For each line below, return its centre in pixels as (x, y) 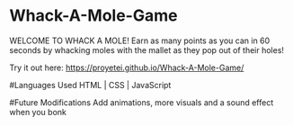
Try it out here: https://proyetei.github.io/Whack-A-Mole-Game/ (127, 67)
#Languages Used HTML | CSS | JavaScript (90, 85)
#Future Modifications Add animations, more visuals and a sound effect (142, 102)
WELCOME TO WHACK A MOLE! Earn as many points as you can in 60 (140, 40)
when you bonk (38, 112)
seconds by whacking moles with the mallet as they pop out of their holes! (147, 49)
